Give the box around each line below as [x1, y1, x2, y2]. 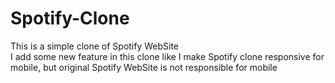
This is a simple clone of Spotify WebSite [10, 40, 180, 52]
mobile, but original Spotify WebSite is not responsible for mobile [10, 61, 278, 73]
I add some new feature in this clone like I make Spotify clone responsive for [10, 50, 325, 62]
